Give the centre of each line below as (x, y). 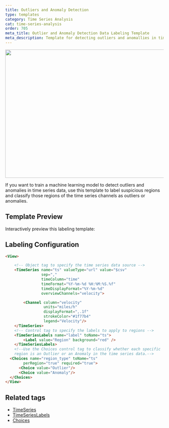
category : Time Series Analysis (39, 19)
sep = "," (49, 275)
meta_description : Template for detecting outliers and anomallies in (81, 38)
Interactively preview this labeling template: (50, 229)
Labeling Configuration (42, 245)
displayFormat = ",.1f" (66, 312)
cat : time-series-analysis (33, 24)
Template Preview (34, 217)
